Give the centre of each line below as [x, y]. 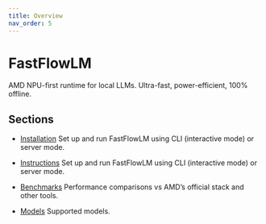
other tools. [39, 196]
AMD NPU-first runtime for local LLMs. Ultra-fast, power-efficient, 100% [128, 85]
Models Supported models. [65, 211]
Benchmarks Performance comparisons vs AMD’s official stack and [132, 187]
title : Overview [35, 16]
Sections [31, 119]
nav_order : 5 [30, 23]
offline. [20, 94]
